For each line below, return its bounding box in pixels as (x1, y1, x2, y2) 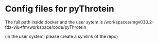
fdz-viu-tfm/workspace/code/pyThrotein (5, 24, 87, 30)
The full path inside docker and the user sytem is (5, 19, 103, 25)
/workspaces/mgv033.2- (104, 19, 154, 25)
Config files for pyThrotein (5, 3, 114, 14)
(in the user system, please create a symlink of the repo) (5, 33, 118, 39)
